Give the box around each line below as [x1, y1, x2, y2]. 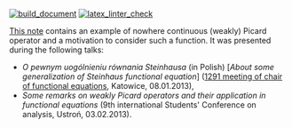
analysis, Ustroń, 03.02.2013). [21, 109, 132, 119]
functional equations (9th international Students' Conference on [21, 100, 257, 110]
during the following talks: [9, 44, 105, 55]
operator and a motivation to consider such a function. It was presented [9, 36, 272, 45]
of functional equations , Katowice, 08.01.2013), [21, 81, 194, 91]
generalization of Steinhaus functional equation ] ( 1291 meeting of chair [21, 71, 283, 82]
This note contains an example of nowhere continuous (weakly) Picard [9, 26, 267, 36]
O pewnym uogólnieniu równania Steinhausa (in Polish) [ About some [21, 62, 275, 72]
